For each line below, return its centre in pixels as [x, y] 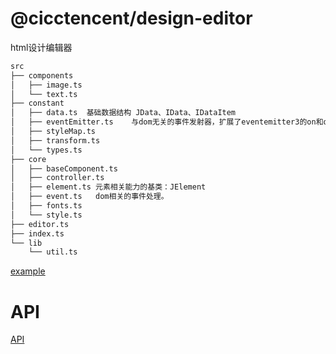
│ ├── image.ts [46, 85]
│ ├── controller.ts [57, 178]
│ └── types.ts [46, 150]
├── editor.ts [40, 224]
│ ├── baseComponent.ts [64, 168]
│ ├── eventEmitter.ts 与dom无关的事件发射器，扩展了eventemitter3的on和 [167, 122]
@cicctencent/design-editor [131, 18]
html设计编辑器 [41, 47]
